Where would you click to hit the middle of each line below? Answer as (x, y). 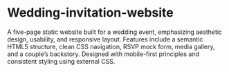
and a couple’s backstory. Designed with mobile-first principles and (103, 54)
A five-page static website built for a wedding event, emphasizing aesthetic (115, 32)
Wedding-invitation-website (91, 13)
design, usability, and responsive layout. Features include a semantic (105, 39)
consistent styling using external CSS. (61, 61)
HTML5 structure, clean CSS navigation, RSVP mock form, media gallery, (111, 46)
